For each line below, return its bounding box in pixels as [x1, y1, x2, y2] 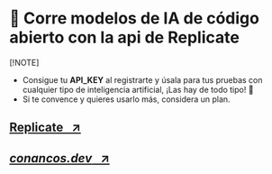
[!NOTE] [9, 57, 40, 68]
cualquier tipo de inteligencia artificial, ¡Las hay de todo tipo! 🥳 [22, 84, 254, 95]
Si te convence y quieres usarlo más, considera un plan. [22, 94, 231, 105]
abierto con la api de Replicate [9, 27, 240, 48]
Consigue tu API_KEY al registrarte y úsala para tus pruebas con [22, 74, 263, 85]
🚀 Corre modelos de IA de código [9, 8, 259, 29]
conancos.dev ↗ [9, 151, 110, 166]
